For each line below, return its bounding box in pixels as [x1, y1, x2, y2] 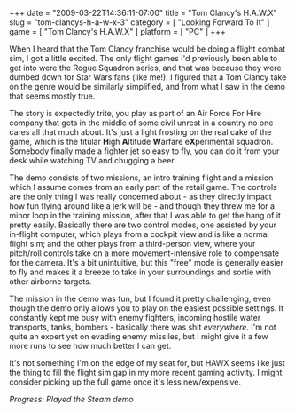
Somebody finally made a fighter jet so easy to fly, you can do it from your [9, 146, 280, 156]
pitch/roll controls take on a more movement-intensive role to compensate [9, 248, 280, 258]
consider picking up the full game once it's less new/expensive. [9, 377, 242, 387]
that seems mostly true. [9, 91, 96, 101]
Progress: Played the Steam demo [9, 394, 135, 404]
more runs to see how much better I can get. [9, 341, 172, 351]
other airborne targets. [9, 276, 92, 287]
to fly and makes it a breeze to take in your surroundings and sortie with [9, 266, 272, 277]
